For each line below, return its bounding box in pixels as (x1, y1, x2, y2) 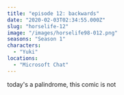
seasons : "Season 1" (7, 36, 66, 43)
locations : (7, 55, 38, 62)
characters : (7, 42, 41, 49)
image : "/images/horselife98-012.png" (7, 29, 118, 36)
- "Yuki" (13, 49, 38, 56)
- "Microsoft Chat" (13, 61, 69, 68)
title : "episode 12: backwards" (7, 10, 99, 17)
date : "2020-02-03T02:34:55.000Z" (7, 17, 106, 23)
